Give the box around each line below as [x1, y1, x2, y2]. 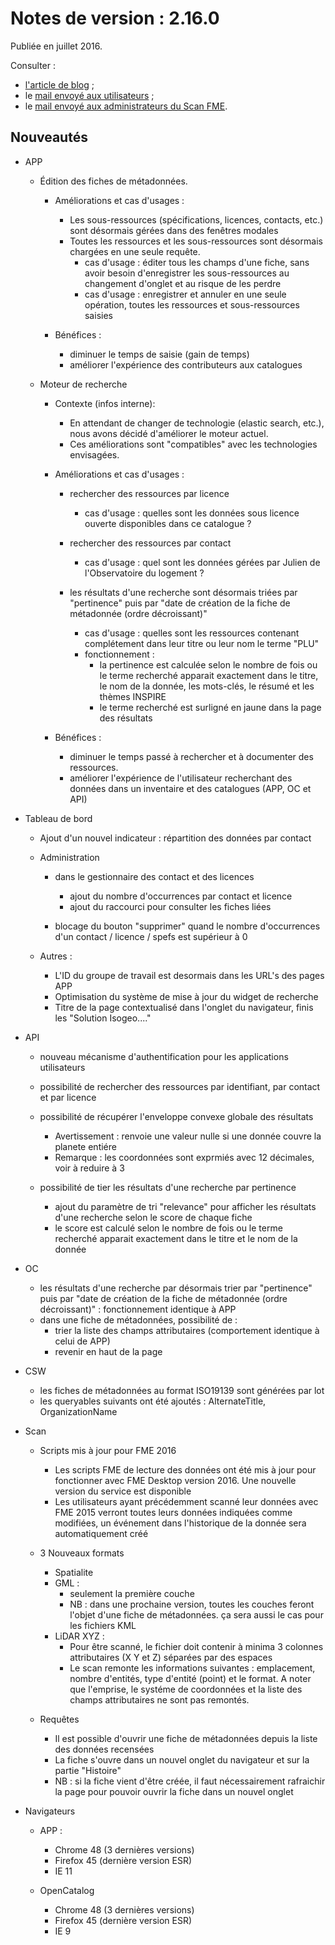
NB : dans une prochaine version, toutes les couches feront [69, 1598, 315, 1610]
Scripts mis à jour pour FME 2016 [39, 1444, 177, 1456]
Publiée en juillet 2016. [10, 40, 103, 52]
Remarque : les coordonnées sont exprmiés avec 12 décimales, [54, 1151, 315, 1163]
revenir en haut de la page [54, 1345, 163, 1357]
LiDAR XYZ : [54, 1630, 105, 1642]
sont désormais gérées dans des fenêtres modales [69, 224, 279, 236]
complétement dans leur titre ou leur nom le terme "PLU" [84, 637, 320, 649]
